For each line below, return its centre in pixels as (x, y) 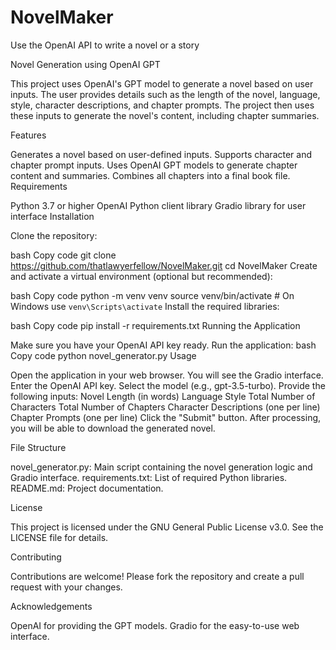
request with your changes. (66, 587)
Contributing (36, 557)
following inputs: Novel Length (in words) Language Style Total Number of (163, 396)
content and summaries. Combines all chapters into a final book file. (150, 175)
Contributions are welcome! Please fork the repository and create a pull (157, 576)
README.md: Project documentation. (87, 488)
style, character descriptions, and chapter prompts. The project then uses (162, 105)
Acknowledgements (51, 606)
